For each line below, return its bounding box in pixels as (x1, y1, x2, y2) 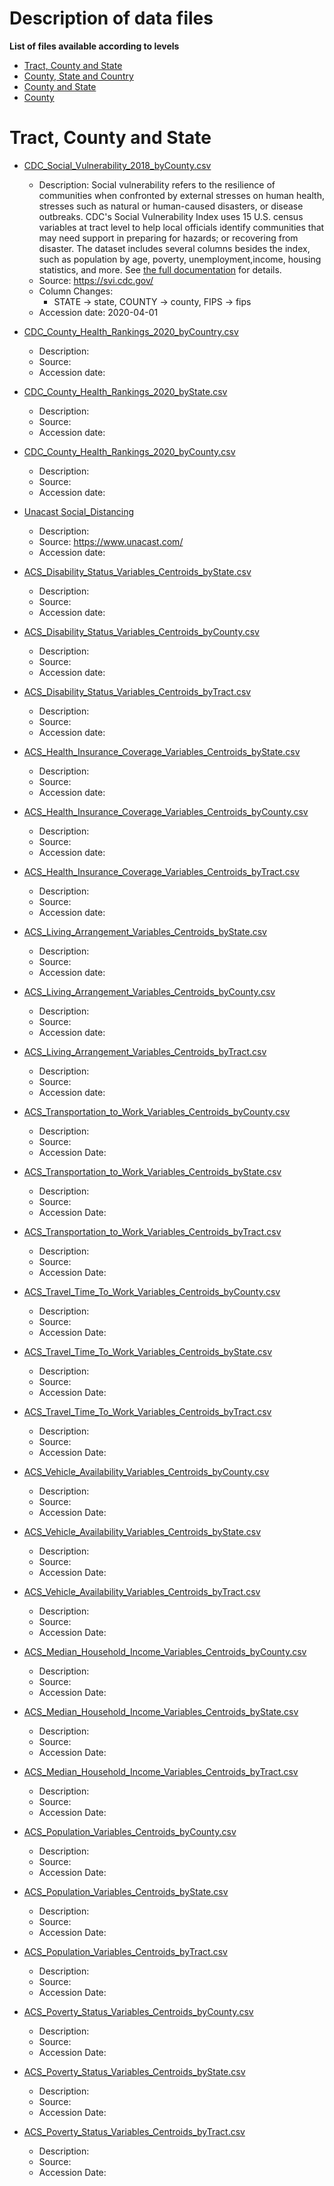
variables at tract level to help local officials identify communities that (38, 221, 325, 233)
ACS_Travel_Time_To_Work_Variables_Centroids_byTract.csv (23, 1405, 272, 1417)
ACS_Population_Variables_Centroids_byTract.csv (23, 1945, 228, 1957)
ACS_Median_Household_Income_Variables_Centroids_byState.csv (23, 1705, 299, 1717)
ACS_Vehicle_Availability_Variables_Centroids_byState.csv (23, 1525, 262, 1537)
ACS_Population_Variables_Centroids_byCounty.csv (23, 1825, 237, 1837)
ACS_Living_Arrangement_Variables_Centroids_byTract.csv (23, 1045, 267, 1057)
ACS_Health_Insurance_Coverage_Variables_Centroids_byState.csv (23, 745, 301, 757)
